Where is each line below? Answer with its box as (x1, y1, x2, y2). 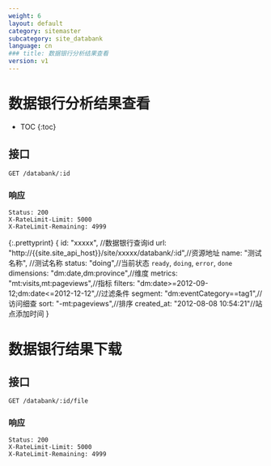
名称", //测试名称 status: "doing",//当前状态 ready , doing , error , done (8, 258, 233, 267)
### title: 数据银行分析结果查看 (8, 49, 109, 58)
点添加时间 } (8, 309, 49, 319)
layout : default (8, 19, 63, 28)
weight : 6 (8, 11, 42, 20)
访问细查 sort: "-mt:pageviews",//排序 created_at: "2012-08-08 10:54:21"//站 (8, 298, 263, 308)
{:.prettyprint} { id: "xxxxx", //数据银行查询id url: (8, 237, 167, 247)
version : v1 (8, 58, 49, 66)
